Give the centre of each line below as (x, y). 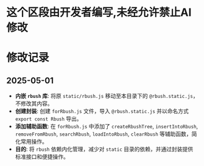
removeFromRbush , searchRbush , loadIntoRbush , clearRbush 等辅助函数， (103, 134)
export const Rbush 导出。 (48, 119)
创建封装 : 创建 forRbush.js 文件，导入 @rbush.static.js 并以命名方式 (102, 111)
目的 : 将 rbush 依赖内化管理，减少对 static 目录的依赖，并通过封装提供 (104, 149)
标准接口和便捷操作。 (42, 157)
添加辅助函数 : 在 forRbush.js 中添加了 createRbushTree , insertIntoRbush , (107, 126)
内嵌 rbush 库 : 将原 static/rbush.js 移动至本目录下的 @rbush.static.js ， (107, 96)
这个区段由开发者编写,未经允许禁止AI (99, 12)
